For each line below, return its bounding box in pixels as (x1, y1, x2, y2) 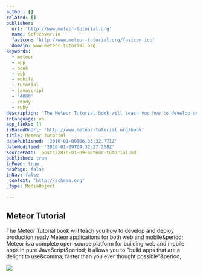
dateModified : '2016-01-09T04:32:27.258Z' (6, 143, 115, 150)
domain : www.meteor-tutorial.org (11, 43, 96, 49)
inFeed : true (6, 161, 39, 167)
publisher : (6, 20, 34, 26)
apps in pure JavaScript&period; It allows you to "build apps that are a (6, 246, 180, 253)
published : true (6, 155, 47, 161)
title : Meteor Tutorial (6, 132, 66, 139)
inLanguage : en (6, 116, 45, 122)
